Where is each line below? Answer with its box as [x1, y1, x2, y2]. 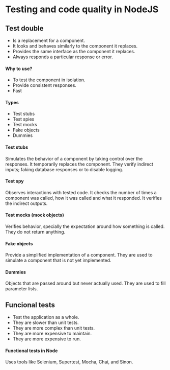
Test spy [5, 178, 24, 184]
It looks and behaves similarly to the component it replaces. [12, 43, 138, 49]
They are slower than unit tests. [12, 319, 79, 326]
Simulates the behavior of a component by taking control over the [5, 155, 143, 161]
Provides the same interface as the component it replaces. [12, 49, 135, 54]
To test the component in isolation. [12, 77, 86, 83]
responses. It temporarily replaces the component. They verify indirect [5, 161, 154, 167]
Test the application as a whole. [12, 314, 79, 320]
